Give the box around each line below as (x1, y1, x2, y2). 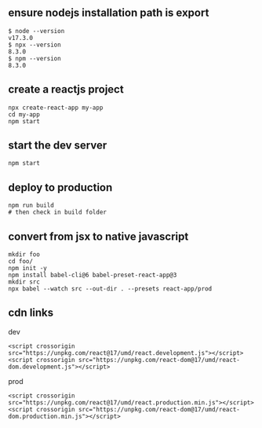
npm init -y (8, 265, 47, 273)
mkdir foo (8, 251, 41, 258)
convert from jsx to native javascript (8, 229, 189, 243)
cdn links (8, 306, 54, 320)
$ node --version (8, 27, 65, 35)
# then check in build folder (8, 208, 107, 217)
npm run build (8, 202, 55, 210)
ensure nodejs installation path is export (8, 6, 209, 20)
